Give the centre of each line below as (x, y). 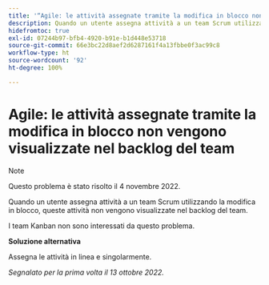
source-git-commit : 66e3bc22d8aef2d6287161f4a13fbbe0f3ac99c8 (114, 46)
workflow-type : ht (39, 53)
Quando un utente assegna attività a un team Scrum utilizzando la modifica (132, 202)
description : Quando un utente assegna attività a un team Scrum (119, 23)
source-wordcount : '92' (48, 61)
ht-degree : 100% (35, 68)
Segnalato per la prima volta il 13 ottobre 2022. (86, 272)
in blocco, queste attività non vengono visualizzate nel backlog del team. (128, 210)
